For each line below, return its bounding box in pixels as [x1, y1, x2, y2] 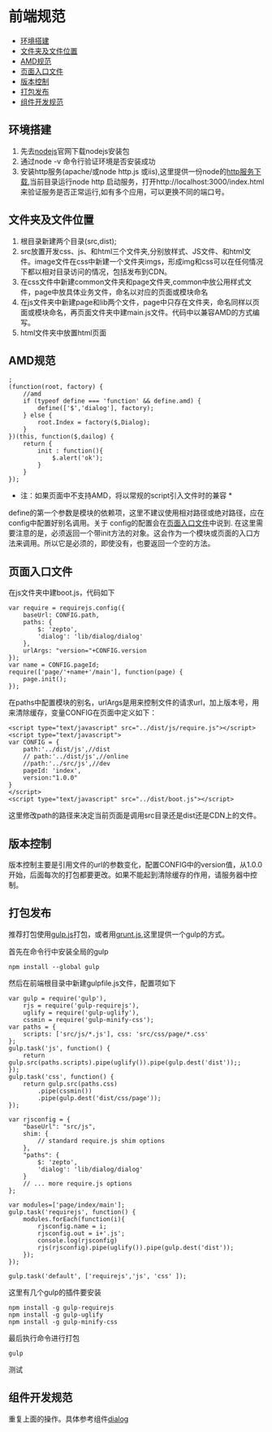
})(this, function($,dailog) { [8, 433, 114, 441]
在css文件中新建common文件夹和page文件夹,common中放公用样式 [19, 277, 245, 286]
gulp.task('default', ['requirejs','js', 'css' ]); [8, 1272, 187, 1280]
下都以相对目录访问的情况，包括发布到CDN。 [19, 266, 172, 277]
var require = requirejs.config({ [8, 604, 126, 613]
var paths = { [8, 1023, 57, 1031]
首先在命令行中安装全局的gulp [8, 946, 109, 956]
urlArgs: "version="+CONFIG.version [23, 647, 148, 655]
